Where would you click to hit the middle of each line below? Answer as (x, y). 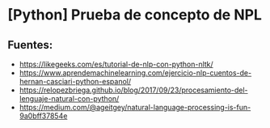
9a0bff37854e (43, 116)
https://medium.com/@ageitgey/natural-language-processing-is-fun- (135, 107)
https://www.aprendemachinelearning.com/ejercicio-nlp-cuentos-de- (135, 73)
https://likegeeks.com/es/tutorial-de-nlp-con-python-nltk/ (116, 64)
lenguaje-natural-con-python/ (69, 98)
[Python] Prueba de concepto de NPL (135, 15)
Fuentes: (30, 45)
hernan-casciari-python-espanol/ (75, 81)
